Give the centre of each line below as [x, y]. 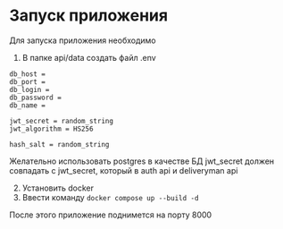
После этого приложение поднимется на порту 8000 [111, 215]
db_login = [29, 89]
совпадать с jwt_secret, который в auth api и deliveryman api [124, 170]
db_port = [28, 81]
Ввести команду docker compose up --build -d [110, 197]
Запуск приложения [88, 16]
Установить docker [58, 188]
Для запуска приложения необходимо [83, 40]
